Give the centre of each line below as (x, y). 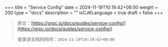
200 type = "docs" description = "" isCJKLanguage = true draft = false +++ (84, 13)
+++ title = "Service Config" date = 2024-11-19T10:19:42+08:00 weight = (81, 7)
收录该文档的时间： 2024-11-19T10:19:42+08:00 (66, 39)
